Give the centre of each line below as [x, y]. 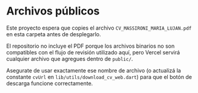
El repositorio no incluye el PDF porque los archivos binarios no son [91, 46]
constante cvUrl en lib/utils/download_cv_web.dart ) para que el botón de [99, 77]
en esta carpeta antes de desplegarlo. [54, 34]
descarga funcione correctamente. [50, 83]
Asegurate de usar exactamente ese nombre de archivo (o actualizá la [94, 70]
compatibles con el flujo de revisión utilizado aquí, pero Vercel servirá [93, 52]
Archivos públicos [53, 11]
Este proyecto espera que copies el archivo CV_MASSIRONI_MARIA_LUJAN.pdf [99, 28]
